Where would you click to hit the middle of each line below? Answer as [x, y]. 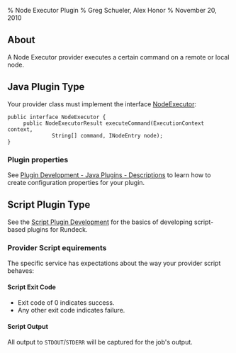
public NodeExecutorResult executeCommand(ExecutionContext [113, 123]
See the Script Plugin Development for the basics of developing [100, 222]
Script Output [28, 326]
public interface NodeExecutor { [57, 117]
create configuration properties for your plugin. [76, 182]
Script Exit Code [32, 287]
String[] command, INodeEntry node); [107, 135]
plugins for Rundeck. [57, 229]
